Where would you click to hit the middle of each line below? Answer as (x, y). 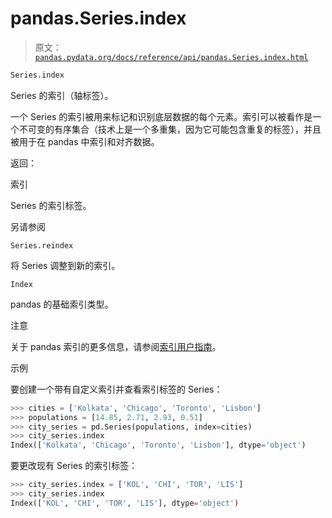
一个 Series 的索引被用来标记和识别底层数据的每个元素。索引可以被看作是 (161, 116)
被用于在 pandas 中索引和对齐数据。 (85, 141)
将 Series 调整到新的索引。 (65, 265)
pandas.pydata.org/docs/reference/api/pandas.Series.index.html (171, 57)
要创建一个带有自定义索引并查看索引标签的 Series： (116, 389)
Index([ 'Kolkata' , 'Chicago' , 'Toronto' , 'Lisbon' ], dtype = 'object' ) (158, 445)
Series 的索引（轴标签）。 (62, 95)
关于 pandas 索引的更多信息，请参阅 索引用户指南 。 (116, 346)
